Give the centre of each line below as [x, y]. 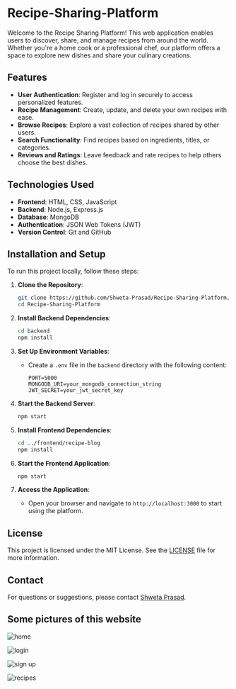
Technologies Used [51, 185]
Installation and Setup [57, 254]
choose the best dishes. [53, 162]
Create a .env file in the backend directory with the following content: [128, 365]
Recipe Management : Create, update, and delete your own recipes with [122, 110]
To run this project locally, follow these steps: [73, 271]
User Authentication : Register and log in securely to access [105, 94]
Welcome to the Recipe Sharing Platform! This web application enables [111, 33]
